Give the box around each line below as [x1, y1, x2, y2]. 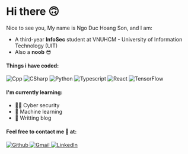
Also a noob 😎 [14, 48, 52, 55]
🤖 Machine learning [14, 108, 63, 115]
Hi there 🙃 [6, 5, 59, 18]
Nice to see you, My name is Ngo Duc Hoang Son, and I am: [6, 24, 152, 31]
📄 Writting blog [14, 114, 52, 121]
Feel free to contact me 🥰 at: [6, 128, 77, 135]
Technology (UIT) [14, 42, 58, 49]
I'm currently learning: [6, 88, 63, 96]
